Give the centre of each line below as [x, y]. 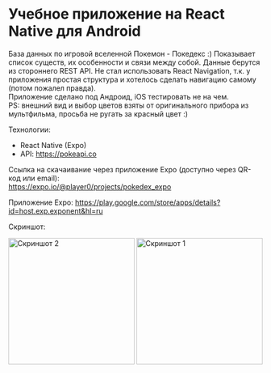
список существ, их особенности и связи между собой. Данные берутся [134, 62]
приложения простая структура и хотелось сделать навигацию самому [132, 79]
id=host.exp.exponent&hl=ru [56, 210]
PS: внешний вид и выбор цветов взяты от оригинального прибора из [129, 105]
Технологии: [29, 129]
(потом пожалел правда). [52, 88]
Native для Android [75, 31]
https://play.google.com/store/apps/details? [148, 202]
